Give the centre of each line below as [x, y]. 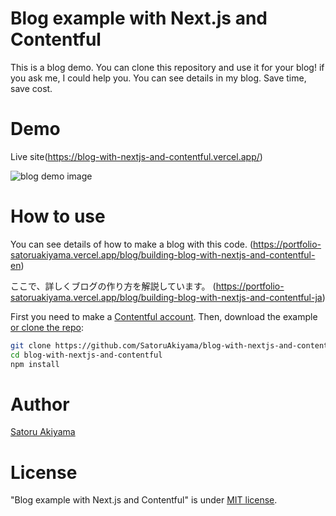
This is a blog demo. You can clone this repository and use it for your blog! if [167, 67]
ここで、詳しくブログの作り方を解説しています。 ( [113, 286]
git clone [31, 345]
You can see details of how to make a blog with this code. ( [132, 244]
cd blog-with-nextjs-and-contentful [86, 355]
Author [40, 404]
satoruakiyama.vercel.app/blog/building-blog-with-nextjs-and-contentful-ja [166, 297]
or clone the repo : [47, 327]
